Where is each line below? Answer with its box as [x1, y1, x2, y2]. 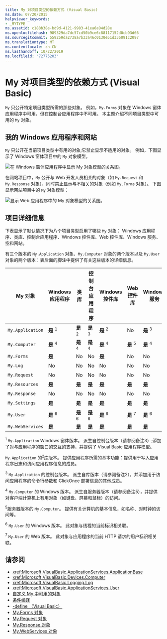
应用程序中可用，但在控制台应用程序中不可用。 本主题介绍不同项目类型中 [5, 111, 155, 117]
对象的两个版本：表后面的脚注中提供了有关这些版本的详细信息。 [5, 257, 136, 263]
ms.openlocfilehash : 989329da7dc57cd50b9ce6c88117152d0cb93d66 [5, 30, 139, 35]
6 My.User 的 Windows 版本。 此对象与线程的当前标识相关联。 [5, 521, 131, 528]
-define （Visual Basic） [12, 603, 63, 609]
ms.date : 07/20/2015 [5, 12, 48, 17]
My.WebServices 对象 [12, 628, 57, 634]
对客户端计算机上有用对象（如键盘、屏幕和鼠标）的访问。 [5, 495, 123, 501]
